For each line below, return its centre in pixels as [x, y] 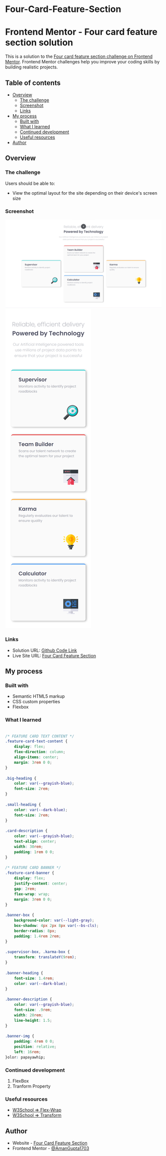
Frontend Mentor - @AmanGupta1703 [51, 1149]
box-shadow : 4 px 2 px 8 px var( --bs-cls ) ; [56, 926]
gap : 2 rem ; [25, 889]
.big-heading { [21, 778]
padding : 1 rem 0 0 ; [34, 852]
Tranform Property [31, 1086]
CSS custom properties [36, 702]
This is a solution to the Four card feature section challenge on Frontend [79, 56]
